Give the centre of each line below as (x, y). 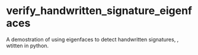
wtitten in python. (28, 46)
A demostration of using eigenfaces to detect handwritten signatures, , (92, 39)
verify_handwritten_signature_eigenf (99, 11)
